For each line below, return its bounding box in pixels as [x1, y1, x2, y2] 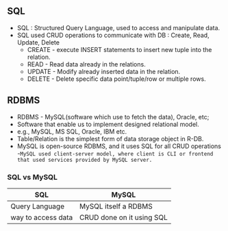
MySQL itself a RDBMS [79, 202, 153, 211]
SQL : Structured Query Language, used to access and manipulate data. [16, 23, 220, 32]
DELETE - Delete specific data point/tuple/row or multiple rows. [27, 75, 207, 83]
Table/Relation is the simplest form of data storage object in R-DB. [16, 134, 204, 143]
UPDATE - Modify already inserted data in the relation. [27, 67, 181, 75]
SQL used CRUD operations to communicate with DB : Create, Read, [16, 31, 210, 39]
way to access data [10, 212, 73, 222]
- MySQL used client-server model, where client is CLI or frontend [16, 149, 214, 157]
